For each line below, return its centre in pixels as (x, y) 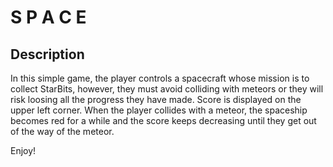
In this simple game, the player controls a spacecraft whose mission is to (160, 78)
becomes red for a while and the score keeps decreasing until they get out (163, 120)
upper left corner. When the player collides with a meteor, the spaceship (159, 110)
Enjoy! (23, 150)
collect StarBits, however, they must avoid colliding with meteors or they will (167, 89)
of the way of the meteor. (62, 131)
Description (47, 54)
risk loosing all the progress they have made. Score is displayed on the (156, 99)
